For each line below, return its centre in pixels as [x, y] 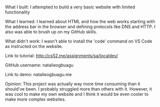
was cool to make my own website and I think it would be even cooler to [77, 94]
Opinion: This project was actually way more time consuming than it [73, 84]
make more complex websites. [36, 99]
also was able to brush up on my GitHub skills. [51, 32]
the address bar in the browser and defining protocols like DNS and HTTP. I [80, 27]
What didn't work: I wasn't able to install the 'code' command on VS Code [79, 41]
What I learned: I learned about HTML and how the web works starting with [80, 22]
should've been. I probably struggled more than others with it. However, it [79, 89]
